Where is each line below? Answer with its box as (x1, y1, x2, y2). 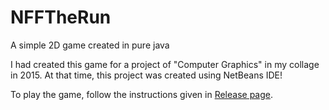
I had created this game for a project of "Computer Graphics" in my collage (10, 58, 320, 70)
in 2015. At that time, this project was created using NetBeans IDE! (10, 69, 283, 81)
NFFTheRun (10, 6, 112, 29)
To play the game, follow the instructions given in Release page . (10, 88, 274, 100)
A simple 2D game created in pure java (10, 39, 170, 51)
